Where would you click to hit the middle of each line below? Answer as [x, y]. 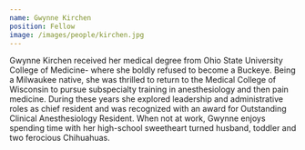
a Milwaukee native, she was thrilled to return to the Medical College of [142, 80]
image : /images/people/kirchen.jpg [77, 35]
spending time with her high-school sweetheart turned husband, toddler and [153, 128]
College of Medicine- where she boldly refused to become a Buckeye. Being [152, 70]
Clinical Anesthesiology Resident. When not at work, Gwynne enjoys [137, 118]
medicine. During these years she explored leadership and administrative [147, 99]
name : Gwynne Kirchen [51, 18]
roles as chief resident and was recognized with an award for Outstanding [148, 109]
